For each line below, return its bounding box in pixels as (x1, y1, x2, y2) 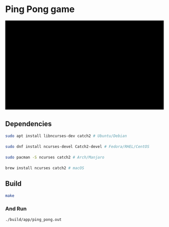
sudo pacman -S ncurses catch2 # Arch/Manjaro (5, 155, 105, 160)
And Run (5, 205, 27, 212)
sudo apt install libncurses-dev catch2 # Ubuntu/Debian (5, 133, 127, 139)
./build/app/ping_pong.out (5, 217, 62, 222)
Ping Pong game (5, 4, 75, 15)
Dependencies (5, 119, 52, 128)
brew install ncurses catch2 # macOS (5, 165, 84, 171)
